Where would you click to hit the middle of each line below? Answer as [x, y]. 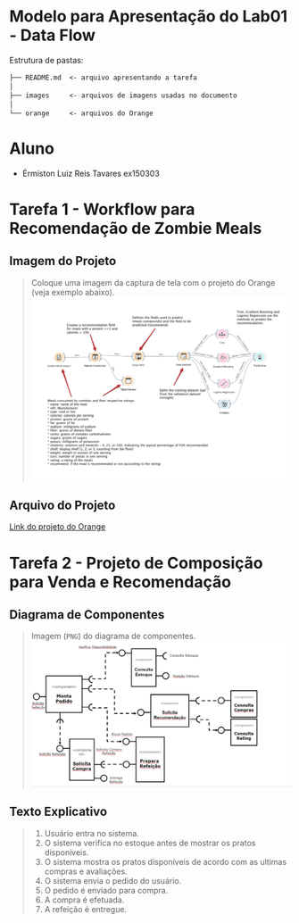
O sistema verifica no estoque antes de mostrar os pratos [150, 843]
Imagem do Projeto [63, 261]
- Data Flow [53, 35]
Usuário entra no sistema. [92, 833]
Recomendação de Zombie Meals [136, 229]
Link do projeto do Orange [58, 527]
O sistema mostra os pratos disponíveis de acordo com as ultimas [166, 861]
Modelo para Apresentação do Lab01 [149, 17]
